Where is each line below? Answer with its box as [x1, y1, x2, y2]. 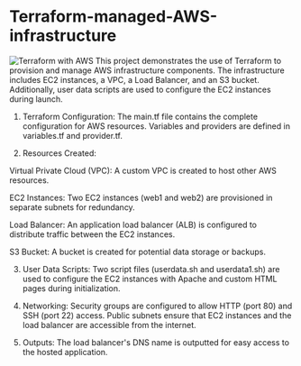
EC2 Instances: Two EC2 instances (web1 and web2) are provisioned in [9, 192, 273, 203]
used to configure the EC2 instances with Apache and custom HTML [22, 273, 278, 284]
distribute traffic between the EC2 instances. [9, 228, 176, 240]
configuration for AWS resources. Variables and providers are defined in [22, 120, 291, 132]
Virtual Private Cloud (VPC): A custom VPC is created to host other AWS [9, 165, 278, 176]
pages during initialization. [22, 282, 121, 294]
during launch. [9, 93, 63, 105]
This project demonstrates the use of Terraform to [95, 55, 282, 66]
